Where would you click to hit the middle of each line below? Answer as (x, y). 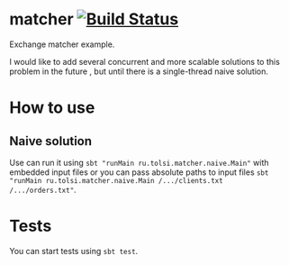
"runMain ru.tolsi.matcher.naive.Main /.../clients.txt (116, 180)
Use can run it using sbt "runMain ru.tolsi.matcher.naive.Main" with (139, 162)
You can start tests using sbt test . (74, 251)
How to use (52, 108)
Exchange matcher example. (62, 44)
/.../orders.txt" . (43, 189)
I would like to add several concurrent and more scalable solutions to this (145, 61)
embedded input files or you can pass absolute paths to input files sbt (139, 172)
